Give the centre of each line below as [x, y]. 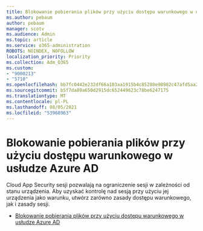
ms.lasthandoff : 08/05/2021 [42, 107]
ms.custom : [20, 68]
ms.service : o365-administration [48, 46]
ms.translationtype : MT [36, 96]
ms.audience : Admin [31, 34]
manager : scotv [25, 29]
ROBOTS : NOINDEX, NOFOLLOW [40, 51]
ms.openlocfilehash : [32, 85]
